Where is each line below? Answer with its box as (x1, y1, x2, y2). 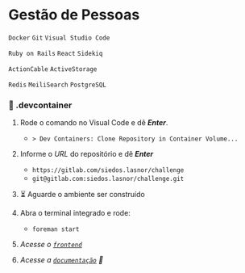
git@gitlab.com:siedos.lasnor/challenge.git (31, 175, 185, 183)
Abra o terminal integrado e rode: (19, 208, 131, 218)
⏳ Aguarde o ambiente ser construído (19, 190, 145, 199)
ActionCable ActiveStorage (8, 65, 98, 73)
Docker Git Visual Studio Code (8, 34, 110, 42)
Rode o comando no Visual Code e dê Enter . (19, 118, 168, 128)
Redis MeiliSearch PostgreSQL (8, 81, 107, 89)
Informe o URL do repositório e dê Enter (19, 149, 154, 159)
